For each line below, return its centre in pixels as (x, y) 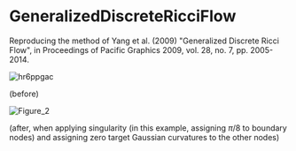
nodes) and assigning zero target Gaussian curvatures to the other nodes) (144, 137)
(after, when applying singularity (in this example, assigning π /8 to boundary (148, 128)
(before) (24, 94)
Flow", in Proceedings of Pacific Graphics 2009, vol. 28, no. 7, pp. (129, 49)
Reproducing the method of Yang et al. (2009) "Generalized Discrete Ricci (144, 41)
